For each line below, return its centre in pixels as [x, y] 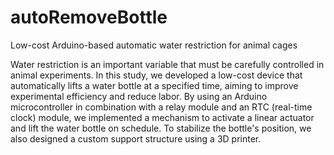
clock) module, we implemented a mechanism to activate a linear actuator [162, 117]
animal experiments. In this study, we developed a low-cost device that [156, 75]
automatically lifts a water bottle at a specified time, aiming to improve [154, 85]
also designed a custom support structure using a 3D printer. [136, 138]
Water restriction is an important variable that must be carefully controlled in [167, 64]
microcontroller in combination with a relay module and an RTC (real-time [161, 107]
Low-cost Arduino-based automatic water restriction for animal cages [154, 45]
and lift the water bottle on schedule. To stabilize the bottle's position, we [161, 128]
